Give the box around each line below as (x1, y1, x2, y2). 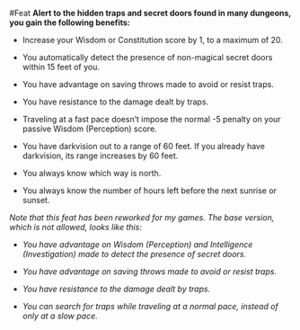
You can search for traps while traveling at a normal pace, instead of (22, 301, 278, 311)
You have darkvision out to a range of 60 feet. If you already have (22, 141, 265, 151)
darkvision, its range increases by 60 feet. (22, 150, 179, 161)
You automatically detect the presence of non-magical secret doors (22, 52, 273, 62)
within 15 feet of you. (22, 62, 101, 72)
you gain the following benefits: (9, 17, 130, 28)
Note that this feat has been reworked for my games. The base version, (9, 212, 275, 223)
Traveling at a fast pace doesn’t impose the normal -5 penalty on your (22, 114, 281, 124)
